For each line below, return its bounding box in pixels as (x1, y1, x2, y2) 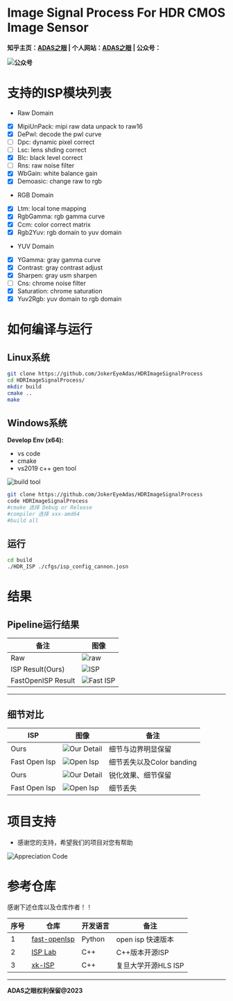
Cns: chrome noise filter (17, 279, 87, 287)
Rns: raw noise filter (17, 161, 75, 170)
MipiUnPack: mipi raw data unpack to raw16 (17, 122, 144, 130)
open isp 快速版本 (116, 934, 175, 944)
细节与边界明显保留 (108, 744, 172, 754)
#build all (7, 516, 39, 524)
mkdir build (7, 383, 42, 390)
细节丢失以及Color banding (108, 757, 198, 767)
